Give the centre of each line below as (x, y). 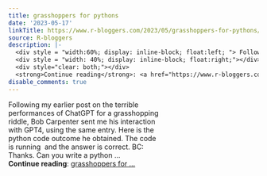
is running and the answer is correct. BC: (76, 147)
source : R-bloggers (41, 38)
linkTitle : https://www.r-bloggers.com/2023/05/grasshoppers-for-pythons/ (135, 30)
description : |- (35, 45)
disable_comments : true (48, 82)
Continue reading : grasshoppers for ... (72, 163)
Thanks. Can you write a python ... (64, 155)
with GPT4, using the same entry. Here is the (81, 130)
